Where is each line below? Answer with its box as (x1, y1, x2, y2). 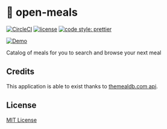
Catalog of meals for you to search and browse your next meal (6, 48, 162, 56)
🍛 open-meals (6, 5, 78, 19)
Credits (6, 67, 35, 77)
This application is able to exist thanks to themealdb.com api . (6, 82, 158, 90)
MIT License (6, 116, 37, 124)
